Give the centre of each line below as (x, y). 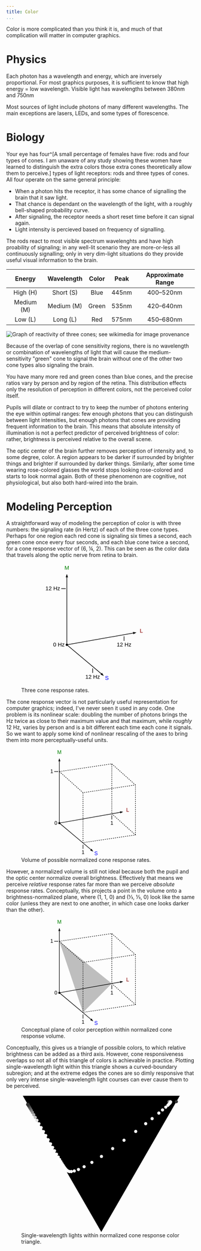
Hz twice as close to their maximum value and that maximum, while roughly (99, 721)
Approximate (165, 275)
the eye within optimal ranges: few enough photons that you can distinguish (100, 414)
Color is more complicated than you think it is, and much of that (84, 29)
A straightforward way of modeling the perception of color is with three (94, 523)
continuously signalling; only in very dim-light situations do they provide (95, 254)
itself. (13, 396)
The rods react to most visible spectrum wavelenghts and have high (90, 241)
